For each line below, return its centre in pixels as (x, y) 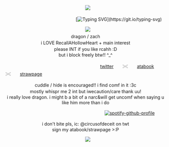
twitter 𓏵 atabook (127, 66)
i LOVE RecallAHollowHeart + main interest (86, 43)
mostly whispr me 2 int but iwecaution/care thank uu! (86, 91)
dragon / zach (86, 36)
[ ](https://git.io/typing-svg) (119, 19)
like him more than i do (86, 102)
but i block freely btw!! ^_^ (86, 55)
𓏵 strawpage (24, 74)
